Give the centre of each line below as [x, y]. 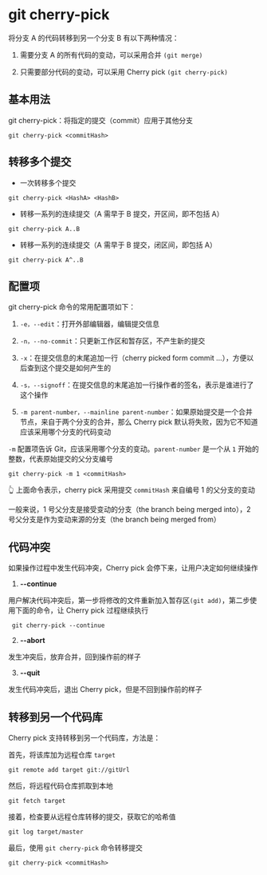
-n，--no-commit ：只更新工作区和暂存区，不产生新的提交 [112, 341]
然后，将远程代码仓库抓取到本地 [61, 786]
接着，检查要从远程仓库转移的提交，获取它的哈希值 [92, 817]
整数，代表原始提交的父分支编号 [61, 459]
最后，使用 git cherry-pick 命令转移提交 [76, 848]
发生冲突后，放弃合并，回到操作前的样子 [75, 657]
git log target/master [46, 832]
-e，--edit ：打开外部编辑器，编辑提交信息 [89, 324]
